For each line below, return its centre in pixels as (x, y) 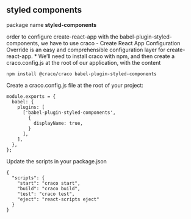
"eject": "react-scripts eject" (58, 199)
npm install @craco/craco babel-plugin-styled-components (81, 74)
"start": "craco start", (49, 183)
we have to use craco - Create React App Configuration (110, 43)
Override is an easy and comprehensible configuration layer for (86, 50)
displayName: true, (58, 123)
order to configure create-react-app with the (63, 37)
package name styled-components (52, 24)
